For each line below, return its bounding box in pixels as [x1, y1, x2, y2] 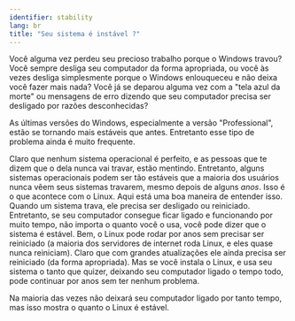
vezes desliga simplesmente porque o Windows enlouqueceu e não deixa [9, 73, 277, 83]
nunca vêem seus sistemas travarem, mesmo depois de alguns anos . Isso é [9, 182, 285, 193]
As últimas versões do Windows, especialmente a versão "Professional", [9, 118, 274, 128]
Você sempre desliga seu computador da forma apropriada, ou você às [9, 63, 269, 73]
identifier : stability [9, 12, 93, 22]
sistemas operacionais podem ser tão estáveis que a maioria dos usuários [9, 172, 279, 183]
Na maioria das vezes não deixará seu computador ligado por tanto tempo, [9, 293, 283, 303]
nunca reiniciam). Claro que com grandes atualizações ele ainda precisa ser [9, 248, 286, 258]
